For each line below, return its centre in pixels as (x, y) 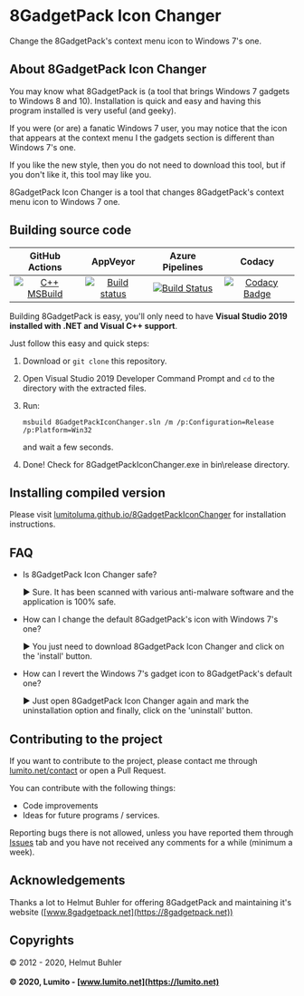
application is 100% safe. (69, 602)
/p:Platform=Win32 (57, 430)
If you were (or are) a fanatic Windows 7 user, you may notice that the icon (148, 128)
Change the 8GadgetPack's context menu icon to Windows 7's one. (136, 41)
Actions (45, 266)
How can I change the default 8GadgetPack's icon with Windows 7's (150, 619)
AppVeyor (113, 261)
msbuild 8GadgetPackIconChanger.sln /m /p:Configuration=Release (148, 422)
